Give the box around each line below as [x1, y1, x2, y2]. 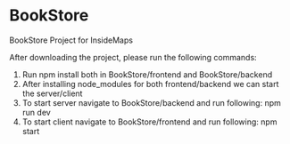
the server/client [21, 88, 83, 99]
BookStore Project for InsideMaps [9, 35, 134, 45]
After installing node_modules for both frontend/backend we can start [21, 78, 279, 89]
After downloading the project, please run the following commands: [9, 52, 257, 62]
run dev [21, 107, 51, 117]
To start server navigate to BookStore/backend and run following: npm [21, 97, 281, 108]
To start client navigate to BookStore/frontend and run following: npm [21, 116, 278, 127]
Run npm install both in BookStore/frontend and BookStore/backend [21, 68, 273, 80]
